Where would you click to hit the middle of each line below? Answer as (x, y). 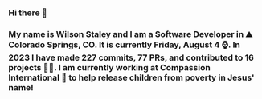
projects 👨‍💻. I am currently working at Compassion (109, 67)
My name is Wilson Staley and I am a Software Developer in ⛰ (131, 34)
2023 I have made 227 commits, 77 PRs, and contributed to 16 (131, 57)
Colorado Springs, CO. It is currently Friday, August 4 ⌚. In (125, 45)
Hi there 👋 (28, 13)
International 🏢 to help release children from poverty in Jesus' (131, 77)
